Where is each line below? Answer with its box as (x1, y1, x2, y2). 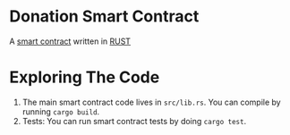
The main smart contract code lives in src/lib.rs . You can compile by (21, 97, 281, 107)
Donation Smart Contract (9, 6, 200, 27)
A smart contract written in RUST (9, 36, 132, 46)
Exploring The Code (9, 67, 160, 88)
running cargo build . (21, 105, 100, 117)
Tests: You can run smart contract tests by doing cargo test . (21, 115, 247, 126)
